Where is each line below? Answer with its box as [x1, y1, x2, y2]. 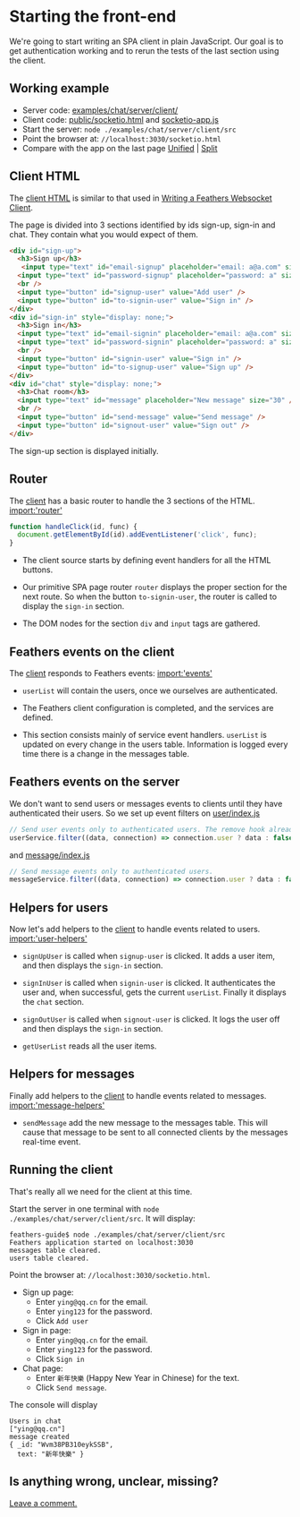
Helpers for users [9, 900, 109, 915]
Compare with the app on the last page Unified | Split [21, 142, 218, 153]
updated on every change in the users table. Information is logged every [21, 739, 288, 750]
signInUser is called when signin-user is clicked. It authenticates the [21, 978, 276, 989]
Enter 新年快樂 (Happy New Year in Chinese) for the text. [35, 1372, 239, 1383]
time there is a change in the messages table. [21, 748, 190, 758]
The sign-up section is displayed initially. [9, 445, 159, 456]
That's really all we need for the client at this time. [9, 1186, 193, 1196]
